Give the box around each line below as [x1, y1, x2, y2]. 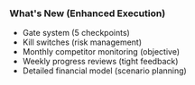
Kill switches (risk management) [22, 37, 143, 47]
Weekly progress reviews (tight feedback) [22, 56, 179, 67]
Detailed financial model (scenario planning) [22, 65, 187, 76]
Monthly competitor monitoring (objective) [22, 47, 181, 57]
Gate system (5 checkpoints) [22, 28, 131, 38]
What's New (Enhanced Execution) [9, 7, 166, 20]
